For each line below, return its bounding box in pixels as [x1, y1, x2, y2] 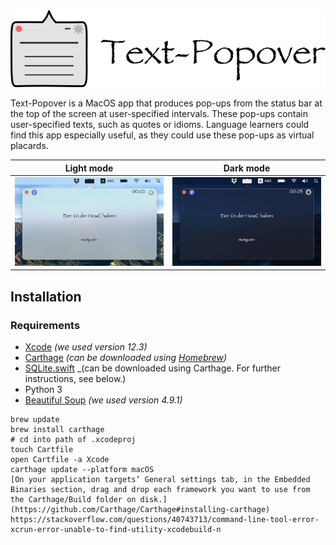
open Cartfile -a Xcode [10, 454, 110, 464]
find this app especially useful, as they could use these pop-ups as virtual [10, 129, 315, 141]
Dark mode [223, 162, 271, 174]
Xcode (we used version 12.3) [24, 340, 148, 353]
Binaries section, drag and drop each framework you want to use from [10, 484, 311, 494]
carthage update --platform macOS [10, 464, 155, 474]
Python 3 [24, 383, 63, 395]
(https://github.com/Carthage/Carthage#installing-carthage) [10, 504, 271, 514]
